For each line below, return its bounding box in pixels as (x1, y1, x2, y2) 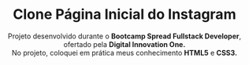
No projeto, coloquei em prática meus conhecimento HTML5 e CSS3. (11, 48, 238, 57)
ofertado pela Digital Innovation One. (63, 39, 186, 49)
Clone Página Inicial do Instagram (13, 5, 236, 23)
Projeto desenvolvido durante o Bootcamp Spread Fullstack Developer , (7, 31, 242, 41)
